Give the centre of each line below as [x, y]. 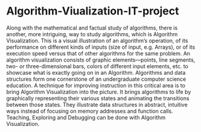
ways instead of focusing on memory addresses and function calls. [90, 111]
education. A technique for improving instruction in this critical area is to [96, 85]
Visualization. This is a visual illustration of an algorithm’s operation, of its [97, 40]
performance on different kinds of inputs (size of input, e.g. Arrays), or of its [101, 47]
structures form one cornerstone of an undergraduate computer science [96, 79]
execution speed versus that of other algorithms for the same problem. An [98, 53]
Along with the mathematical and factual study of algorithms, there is [92, 28]
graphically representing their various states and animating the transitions [98, 98]
